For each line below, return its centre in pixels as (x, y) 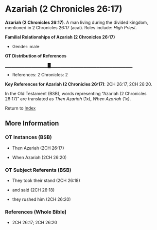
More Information (32, 123)
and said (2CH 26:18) (33, 190)
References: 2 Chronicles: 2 (40, 74)
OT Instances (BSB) (28, 137)
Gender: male (26, 46)
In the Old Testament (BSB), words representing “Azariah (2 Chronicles (76, 93)
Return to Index (20, 108)
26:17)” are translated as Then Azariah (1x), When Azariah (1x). (68, 99)
